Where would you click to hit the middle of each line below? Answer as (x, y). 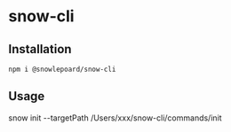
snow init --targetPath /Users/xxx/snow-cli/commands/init (115, 118)
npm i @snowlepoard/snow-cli (62, 69)
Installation (40, 49)
